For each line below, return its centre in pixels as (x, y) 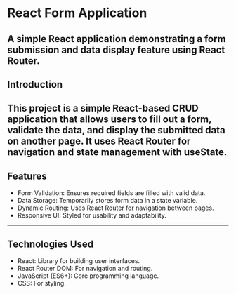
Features (27, 176)
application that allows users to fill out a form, (110, 120)
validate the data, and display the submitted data (117, 130)
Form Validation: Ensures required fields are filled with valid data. (111, 193)
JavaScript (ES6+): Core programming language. (88, 276)
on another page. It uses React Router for (99, 141)
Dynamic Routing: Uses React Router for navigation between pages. (116, 208)
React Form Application (77, 13)
